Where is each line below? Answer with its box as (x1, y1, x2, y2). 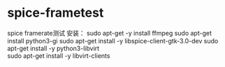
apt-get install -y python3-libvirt (7, 44, 100, 52)
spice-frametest (7, 5, 104, 21)
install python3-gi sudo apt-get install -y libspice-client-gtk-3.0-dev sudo (7, 36, 219, 45)
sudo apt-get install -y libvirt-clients (7, 51, 110, 60)
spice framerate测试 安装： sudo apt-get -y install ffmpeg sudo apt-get (7, 29, 212, 37)
